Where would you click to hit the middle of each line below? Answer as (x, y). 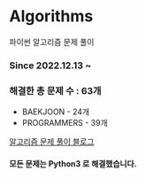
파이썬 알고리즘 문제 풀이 (52, 42)
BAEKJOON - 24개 (56, 112)
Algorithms (51, 16)
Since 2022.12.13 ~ (50, 66)
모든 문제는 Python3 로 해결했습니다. (73, 163)
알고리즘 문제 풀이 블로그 (52, 142)
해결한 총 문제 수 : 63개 (55, 90)
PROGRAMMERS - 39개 (65, 123)
